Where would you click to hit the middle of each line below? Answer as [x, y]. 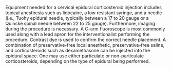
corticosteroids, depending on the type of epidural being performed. [78, 61]
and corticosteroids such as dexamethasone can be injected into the [78, 50]
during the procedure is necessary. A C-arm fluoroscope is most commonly [85, 29]
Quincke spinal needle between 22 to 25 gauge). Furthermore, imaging [80, 23]
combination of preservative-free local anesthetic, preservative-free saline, [85, 45]
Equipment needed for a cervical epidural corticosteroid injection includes [83, 7]
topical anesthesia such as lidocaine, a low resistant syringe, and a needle [84, 13]
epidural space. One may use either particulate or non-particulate [75, 56]
